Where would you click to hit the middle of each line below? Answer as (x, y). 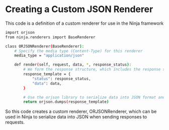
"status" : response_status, (62, 79)
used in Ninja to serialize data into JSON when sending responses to (76, 117)
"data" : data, (47, 83)
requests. (15, 122)
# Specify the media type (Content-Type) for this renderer (78, 51)
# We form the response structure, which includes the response (92, 70)
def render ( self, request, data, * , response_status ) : (73, 65)
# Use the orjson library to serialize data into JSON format (90, 97)
